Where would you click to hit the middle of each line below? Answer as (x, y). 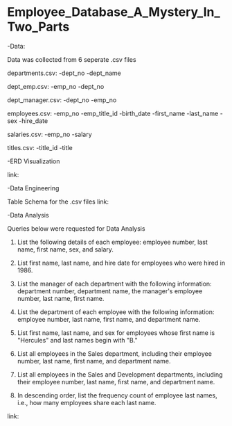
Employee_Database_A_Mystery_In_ (114, 12)
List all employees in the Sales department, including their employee (115, 353)
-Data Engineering (33, 188)
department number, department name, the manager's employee (110, 291)
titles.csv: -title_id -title (40, 147)
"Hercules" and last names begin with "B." (77, 340)
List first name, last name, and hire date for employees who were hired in (121, 263)
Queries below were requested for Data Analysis (76, 228)
